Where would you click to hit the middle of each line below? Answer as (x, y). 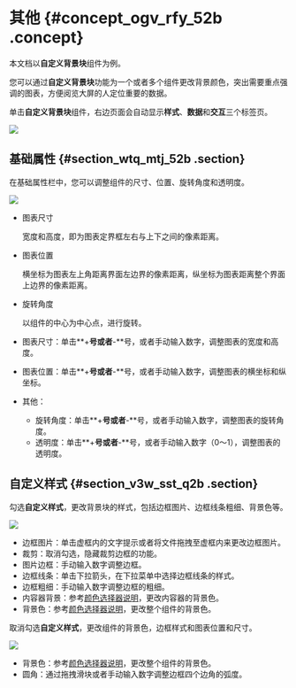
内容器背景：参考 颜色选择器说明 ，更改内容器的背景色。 (122, 598)
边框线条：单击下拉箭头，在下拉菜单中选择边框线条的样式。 (130, 576)
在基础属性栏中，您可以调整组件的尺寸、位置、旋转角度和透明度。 (129, 182)
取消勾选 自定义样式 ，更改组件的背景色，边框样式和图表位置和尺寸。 (133, 627)
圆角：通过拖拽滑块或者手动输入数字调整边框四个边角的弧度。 (134, 674)
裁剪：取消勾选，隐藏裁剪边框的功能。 (91, 553)
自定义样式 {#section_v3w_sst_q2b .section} (134, 484)
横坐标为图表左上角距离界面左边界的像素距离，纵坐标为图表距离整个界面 (153, 274)
